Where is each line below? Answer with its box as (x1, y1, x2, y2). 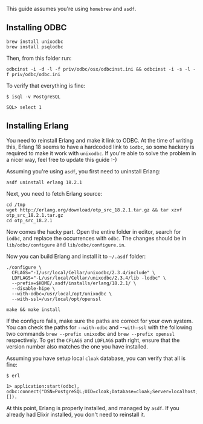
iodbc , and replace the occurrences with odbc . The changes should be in (6, 234, 187, 242)
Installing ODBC (6, 22, 67, 33)
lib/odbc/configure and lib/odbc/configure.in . (6, 241, 126, 248)
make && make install (6, 306, 61, 313)
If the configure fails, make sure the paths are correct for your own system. (6, 317, 193, 324)
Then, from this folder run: (6, 54, 72, 62)
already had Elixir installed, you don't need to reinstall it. (6, 411, 146, 418)
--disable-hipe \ (11, 285, 56, 292)
